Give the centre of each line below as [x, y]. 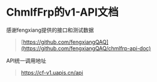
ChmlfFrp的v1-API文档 [62, 12]
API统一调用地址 [26, 60]
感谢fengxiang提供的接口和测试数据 [50, 30]
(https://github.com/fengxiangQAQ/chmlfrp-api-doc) [86, 48]
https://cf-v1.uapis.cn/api [52, 72]
